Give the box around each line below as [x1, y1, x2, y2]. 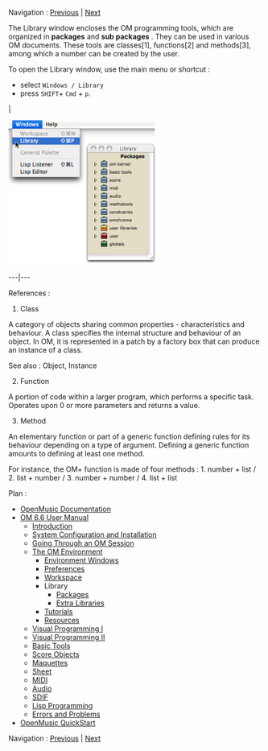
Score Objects [31, 650, 80, 659]
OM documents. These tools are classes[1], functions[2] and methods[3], [8, 40, 252, 50]
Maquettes [31, 658, 68, 667]
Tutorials [43, 607, 73, 616]
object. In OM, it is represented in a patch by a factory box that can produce [8, 336, 260, 346]
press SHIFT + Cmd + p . [19, 89, 91, 98]
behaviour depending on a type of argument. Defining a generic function [8, 440, 249, 450]
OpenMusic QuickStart [19, 718, 96, 728]
